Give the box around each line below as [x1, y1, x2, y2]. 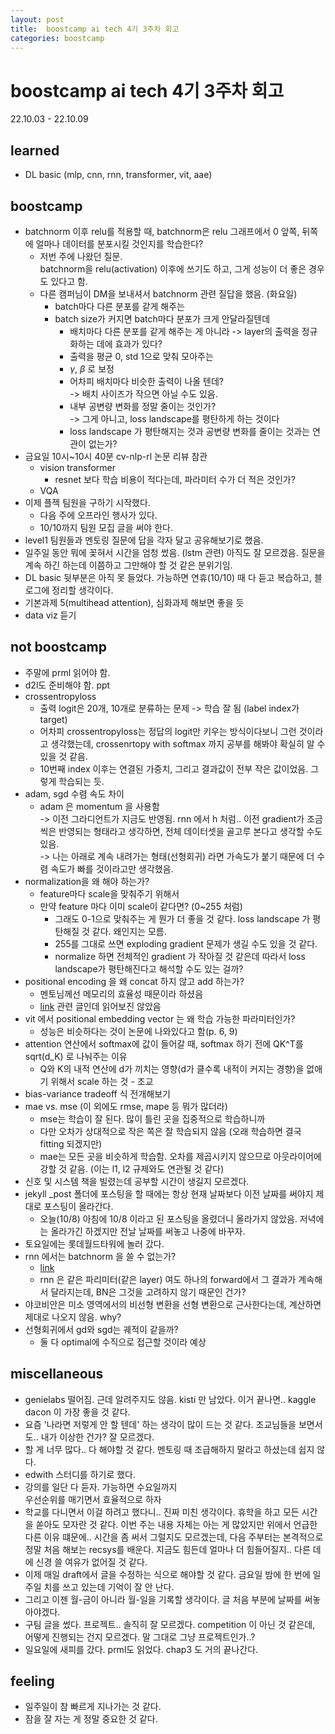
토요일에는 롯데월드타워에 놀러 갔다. [24, 1237, 165, 1250]
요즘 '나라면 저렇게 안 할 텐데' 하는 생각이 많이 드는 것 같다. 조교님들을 [24, 1418, 297, 1430]
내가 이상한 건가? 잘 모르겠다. [40, 1431, 155, 1443]
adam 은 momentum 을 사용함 [39, 800, 160, 812]
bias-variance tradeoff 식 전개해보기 [24, 1087, 171, 1100]
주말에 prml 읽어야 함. [24, 666, 111, 678]
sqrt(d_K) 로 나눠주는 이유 [24, 1050, 128, 1062]
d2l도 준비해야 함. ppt [24, 679, 111, 691]
